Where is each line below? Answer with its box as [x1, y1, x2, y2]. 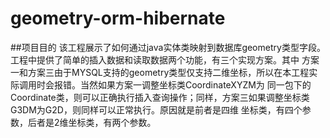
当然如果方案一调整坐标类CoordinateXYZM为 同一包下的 [79, 78, 312, 91]
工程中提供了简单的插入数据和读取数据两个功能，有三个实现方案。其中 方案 [10, 53, 320, 66]
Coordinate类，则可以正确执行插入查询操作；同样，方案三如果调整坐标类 [10, 91, 310, 103]
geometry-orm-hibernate [10, 7, 226, 30]
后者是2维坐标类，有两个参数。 [27, 116, 157, 128]
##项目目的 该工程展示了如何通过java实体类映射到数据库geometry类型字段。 [10, 41, 326, 53]
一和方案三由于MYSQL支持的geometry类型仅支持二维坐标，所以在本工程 [10, 66, 310, 78]
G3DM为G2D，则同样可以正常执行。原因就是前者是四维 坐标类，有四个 [10, 103, 303, 116]
